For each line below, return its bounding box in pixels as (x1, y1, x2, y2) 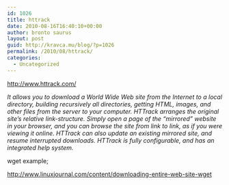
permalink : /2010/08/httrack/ (7, 48, 94, 55)
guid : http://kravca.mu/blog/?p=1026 (7, 42, 115, 48)
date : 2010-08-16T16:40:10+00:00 (7, 23, 103, 29)
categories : (7, 55, 41, 61)
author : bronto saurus (7, 29, 72, 36)
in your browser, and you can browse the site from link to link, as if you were (7, 122, 223, 130)
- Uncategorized (13, 61, 59, 68)
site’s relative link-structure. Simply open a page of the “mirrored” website (7, 114, 217, 123)
